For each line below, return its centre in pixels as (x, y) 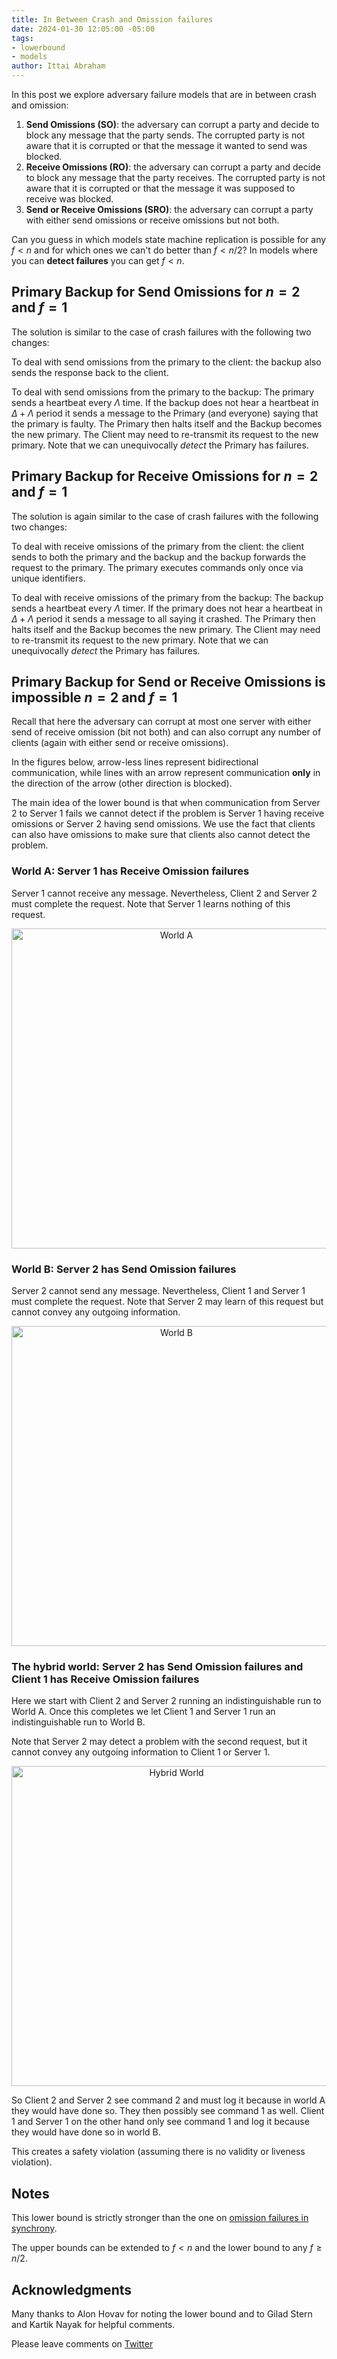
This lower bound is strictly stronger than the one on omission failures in (160, 2218)
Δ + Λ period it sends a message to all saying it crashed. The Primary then (163, 618)
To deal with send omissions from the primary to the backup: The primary (163, 392)
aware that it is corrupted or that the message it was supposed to (160, 188)
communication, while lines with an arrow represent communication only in (166, 773)
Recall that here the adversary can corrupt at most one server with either (161, 722)
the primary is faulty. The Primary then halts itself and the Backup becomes (167, 423)
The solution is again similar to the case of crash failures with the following (165, 516)
